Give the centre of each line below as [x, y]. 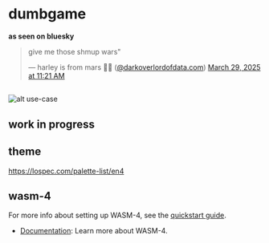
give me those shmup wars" [74, 51]
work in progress [51, 124]
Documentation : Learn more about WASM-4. [94, 231]
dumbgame [47, 14]
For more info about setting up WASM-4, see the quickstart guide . [117, 215]
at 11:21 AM [47, 75]
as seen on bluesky [41, 36]
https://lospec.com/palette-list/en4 [66, 171]
